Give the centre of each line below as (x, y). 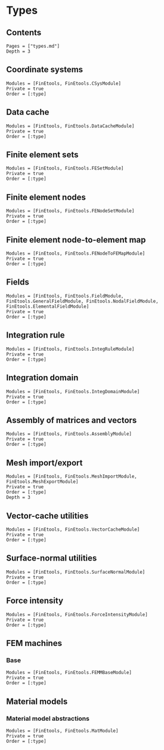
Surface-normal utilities (52, 558)
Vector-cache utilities (47, 515)
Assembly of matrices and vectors (72, 420)
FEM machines (34, 643)
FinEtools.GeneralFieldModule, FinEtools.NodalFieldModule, (83, 301)
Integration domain (42, 378)
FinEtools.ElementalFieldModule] (48, 306)
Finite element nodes (46, 197)
